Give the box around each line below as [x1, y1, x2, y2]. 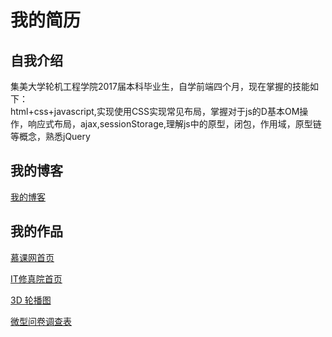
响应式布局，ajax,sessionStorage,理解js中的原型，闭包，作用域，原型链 [27, 118, 322, 130]
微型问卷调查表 [10, 315, 72, 327]
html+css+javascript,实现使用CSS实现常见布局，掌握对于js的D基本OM [10, 106, 300, 117]
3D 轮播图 [10, 294, 52, 306]
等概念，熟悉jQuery [10, 131, 91, 142]
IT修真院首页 [10, 272, 63, 285]
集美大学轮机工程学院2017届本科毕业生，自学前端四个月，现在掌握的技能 [10, 81, 310, 92]
